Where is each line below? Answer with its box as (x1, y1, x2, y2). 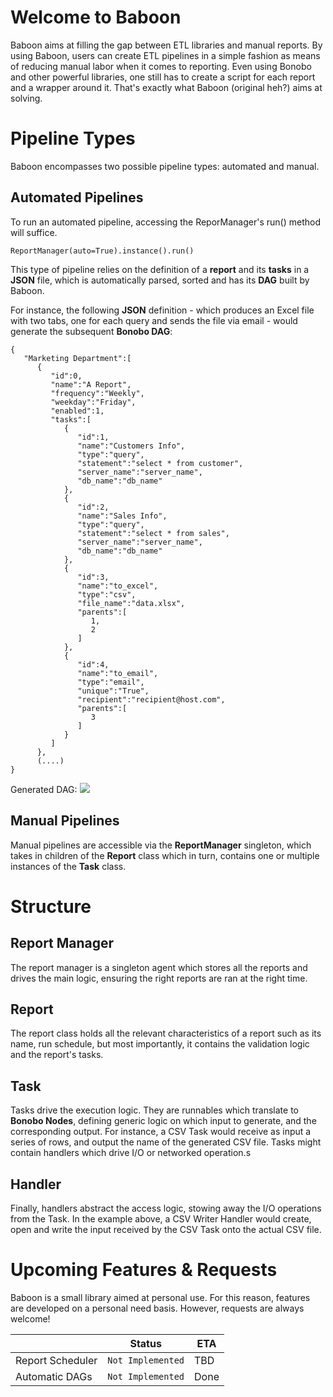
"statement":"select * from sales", (77, 528, 230, 538)
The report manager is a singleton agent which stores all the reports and (10, 961, 308, 973)
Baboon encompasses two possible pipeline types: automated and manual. (10, 160, 320, 172)
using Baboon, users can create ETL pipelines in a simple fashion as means (10, 49, 321, 61)
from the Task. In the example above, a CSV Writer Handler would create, (10, 1212, 312, 1225)
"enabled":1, (50, 406, 105, 416)
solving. (10, 92, 43, 104)
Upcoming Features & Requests (10, 1259, 278, 1281)
